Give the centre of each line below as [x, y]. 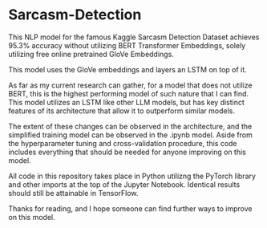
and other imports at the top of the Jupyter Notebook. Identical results [124, 184]
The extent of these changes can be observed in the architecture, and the [130, 126]
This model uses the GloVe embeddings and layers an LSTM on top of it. [127, 69]
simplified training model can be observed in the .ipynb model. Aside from [130, 135]
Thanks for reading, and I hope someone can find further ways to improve [130, 208]
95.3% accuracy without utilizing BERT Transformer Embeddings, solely [127, 45]
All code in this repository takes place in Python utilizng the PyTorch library [132, 176]
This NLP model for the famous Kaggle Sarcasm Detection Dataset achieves [134, 37]
